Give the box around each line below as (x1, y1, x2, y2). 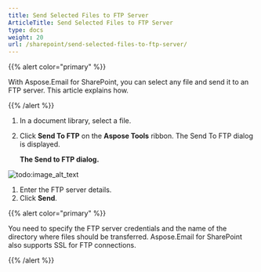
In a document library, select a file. (19, 116, 132, 125)
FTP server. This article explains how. (8, 85, 129, 95)
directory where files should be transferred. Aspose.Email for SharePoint (8, 232, 243, 241)
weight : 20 (8, 33, 44, 42)
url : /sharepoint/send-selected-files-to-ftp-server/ (8, 41, 188, 49)
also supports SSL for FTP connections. (8, 241, 136, 250)
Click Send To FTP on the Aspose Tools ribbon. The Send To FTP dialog (19, 131, 253, 141)
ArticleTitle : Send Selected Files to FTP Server (8, 19, 174, 27)
